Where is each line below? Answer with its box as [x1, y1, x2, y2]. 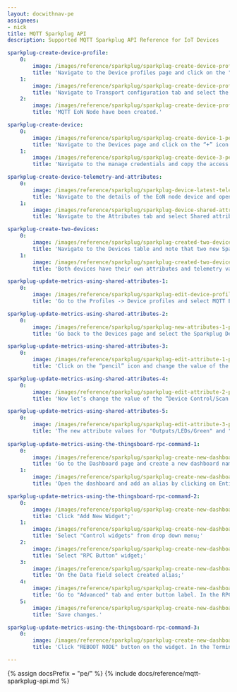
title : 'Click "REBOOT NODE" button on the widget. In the [32, 644, 210, 651]
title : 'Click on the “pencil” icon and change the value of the [32, 363, 229, 370]
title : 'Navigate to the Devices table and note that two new [32, 245, 219, 252]
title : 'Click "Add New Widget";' [32, 512, 134, 520]
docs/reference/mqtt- [138, 669, 201, 677]
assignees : [7, 17, 39, 24]
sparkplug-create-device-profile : [7, 49, 109, 57]
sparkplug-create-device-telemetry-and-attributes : [7, 174, 162, 181]
